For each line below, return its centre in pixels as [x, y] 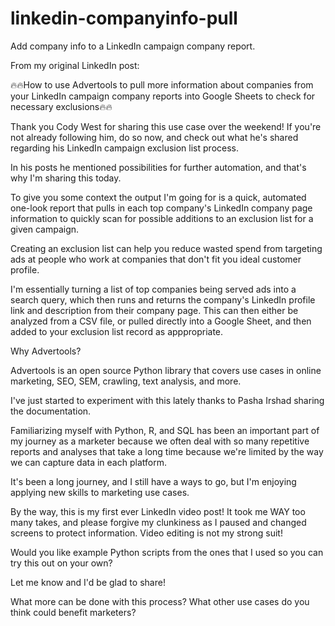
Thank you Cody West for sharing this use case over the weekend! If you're [166, 126]
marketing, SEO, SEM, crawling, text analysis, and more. [126, 381]
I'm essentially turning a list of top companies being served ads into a [153, 289]
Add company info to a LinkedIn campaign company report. [133, 46]
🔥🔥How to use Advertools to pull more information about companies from [162, 84]
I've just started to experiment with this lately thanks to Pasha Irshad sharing [167, 400]
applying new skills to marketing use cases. [100, 492]
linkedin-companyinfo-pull [124, 18]
